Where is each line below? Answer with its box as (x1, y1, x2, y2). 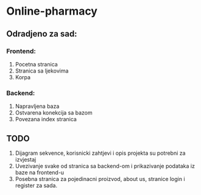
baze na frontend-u (15, 169, 65, 176)
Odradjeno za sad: (6, 29, 77, 39)
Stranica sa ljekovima (15, 67, 69, 74)
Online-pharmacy (6, 4, 97, 18)
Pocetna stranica (15, 60, 58, 68)
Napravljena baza (15, 102, 60, 110)
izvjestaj (15, 155, 37, 163)
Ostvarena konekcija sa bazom (15, 109, 93, 116)
